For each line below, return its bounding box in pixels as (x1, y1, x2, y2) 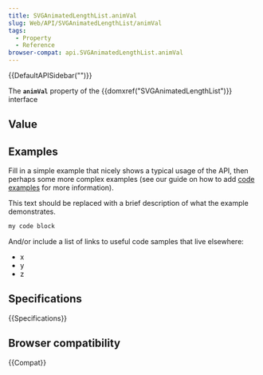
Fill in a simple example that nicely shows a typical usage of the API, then (8, 166, 249, 176)
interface (8, 95, 38, 104)
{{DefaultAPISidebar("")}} (8, 71, 92, 80)
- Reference (15, 41, 56, 49)
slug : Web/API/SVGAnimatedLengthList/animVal (8, 19, 162, 27)
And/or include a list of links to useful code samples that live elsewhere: (8, 237, 245, 247)
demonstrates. (8, 207, 56, 216)
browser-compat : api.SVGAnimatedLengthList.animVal (8, 49, 183, 57)
